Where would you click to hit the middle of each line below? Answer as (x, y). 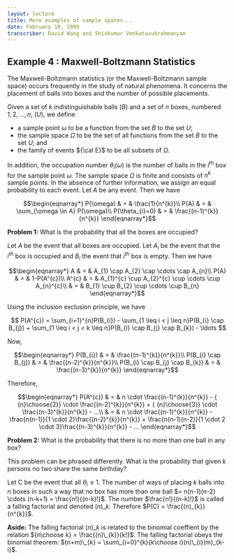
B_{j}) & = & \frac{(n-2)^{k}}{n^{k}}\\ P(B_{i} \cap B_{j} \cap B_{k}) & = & (117, 363)
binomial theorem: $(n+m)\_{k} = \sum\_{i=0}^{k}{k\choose (93, 542)
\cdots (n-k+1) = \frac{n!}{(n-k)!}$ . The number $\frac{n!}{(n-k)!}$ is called (116, 499)
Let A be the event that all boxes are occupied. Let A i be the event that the (114, 246)
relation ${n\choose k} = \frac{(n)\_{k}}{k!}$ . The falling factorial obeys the (115, 535)
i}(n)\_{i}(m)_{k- (202, 542)
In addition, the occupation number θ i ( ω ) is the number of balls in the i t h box (117, 165)
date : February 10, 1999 (43, 27)
